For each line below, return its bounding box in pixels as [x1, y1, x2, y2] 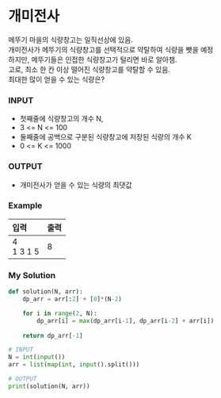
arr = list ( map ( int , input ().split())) [8, 361, 140, 369]
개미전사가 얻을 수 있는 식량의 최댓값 [19, 180, 132, 189]
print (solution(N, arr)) [8, 382, 90, 390]
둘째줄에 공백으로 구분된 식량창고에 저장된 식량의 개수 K [19, 132, 192, 142]
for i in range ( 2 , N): [22, 309, 97, 317]
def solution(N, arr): [8, 288, 83, 296]
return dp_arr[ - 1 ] [22, 331, 83, 339]
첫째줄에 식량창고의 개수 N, [19, 114, 104, 124]
